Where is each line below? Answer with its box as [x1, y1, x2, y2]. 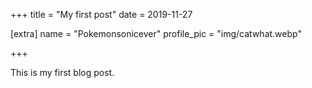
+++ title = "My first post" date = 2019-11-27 [10, 9, 193, 20]
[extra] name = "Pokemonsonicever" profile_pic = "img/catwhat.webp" [10, 28, 302, 39]
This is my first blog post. [10, 67, 115, 78]
